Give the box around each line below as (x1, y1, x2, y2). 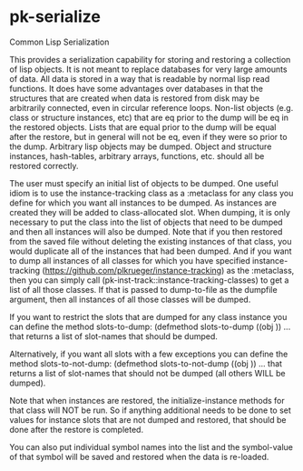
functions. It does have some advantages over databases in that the (9, 83, 263, 94)
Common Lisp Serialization (9, 36, 110, 47)
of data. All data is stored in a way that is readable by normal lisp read (9, 73, 270, 84)
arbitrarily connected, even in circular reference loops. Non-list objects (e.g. (9, 102, 294, 113)
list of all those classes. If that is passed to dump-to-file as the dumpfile (9, 284, 279, 295)
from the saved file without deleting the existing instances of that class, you (9, 235, 292, 246)
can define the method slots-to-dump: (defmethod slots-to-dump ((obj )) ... (9, 321, 291, 332)
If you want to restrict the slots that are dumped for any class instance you (9, 311, 288, 322)
